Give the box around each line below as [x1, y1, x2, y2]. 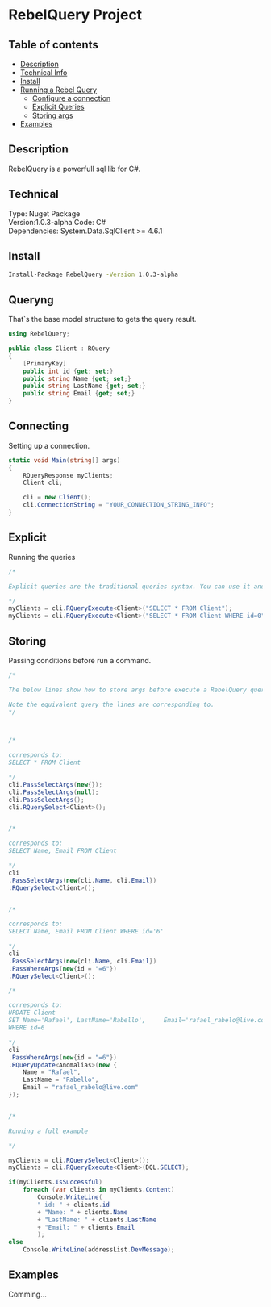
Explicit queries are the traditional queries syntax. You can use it [8, 583, 251, 591]
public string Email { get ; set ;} [23, 390, 135, 398]
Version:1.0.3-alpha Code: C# [8, 217, 106, 227]
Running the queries [8, 552, 76, 562]
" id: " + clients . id [37, 1201, 110, 1209]
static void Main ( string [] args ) [8, 456, 121, 465]
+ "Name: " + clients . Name [37, 1208, 128, 1216]
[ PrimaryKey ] [23, 359, 67, 368]
